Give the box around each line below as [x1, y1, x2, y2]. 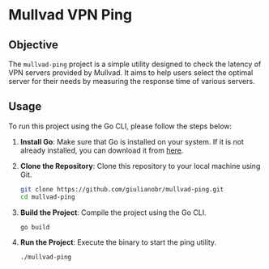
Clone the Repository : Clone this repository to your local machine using [19, 161, 261, 170]
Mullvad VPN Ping [8, 6, 132, 24]
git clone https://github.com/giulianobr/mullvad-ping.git [19, 185, 224, 193]
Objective [8, 38, 59, 52]
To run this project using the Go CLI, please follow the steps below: [8, 121, 233, 131]
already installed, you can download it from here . [19, 145, 184, 155]
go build [19, 223, 50, 231]
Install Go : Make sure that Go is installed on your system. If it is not [19, 137, 245, 146]
